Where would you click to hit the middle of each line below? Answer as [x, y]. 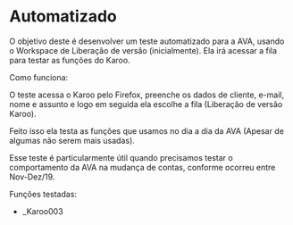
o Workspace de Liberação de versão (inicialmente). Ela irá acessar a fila [143, 50]
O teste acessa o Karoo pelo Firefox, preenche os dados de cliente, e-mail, [146, 95]
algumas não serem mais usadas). [72, 140]
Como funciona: [39, 77]
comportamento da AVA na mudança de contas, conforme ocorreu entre [142, 167]
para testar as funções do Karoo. [70, 60]
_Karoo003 [43, 211]
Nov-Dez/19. [32, 177]
